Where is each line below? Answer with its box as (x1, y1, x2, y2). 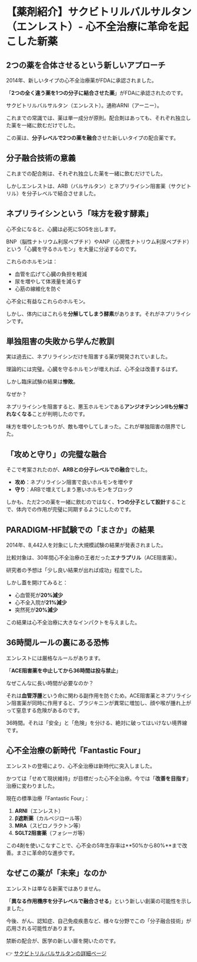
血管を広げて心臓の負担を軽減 (14, 270, 87, 277)
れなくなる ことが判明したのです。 (6, 411, 88, 418)
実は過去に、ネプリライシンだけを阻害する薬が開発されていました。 (6, 353, 171, 360)
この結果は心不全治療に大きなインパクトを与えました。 (6, 619, 140, 626)
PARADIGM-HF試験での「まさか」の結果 (6, 525, 155, 535)
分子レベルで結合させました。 (26, 190, 99, 197)
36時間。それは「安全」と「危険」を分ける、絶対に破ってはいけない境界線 (6, 719, 188, 726)
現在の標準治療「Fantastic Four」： (6, 795, 90, 802)
